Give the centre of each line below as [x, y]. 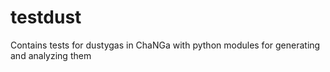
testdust [46, 17]
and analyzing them [51, 55]
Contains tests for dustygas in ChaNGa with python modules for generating [165, 45]
